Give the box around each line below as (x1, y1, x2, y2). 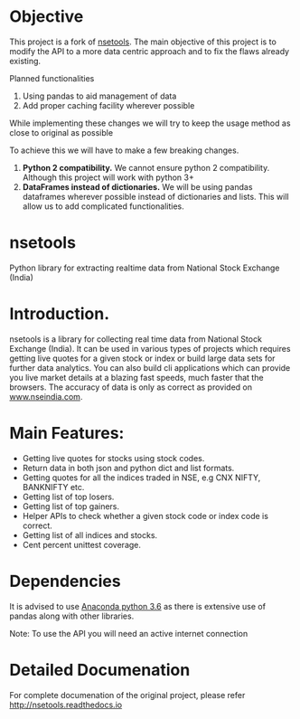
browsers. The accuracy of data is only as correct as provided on (9, 382, 253, 393)
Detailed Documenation (9, 659, 191, 680)
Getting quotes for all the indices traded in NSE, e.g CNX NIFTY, (22, 472, 261, 483)
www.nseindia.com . (9, 391, 83, 402)
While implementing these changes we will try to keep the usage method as (9, 118, 291, 128)
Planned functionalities (9, 72, 95, 83)
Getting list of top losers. (22, 491, 115, 502)
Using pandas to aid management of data (22, 90, 177, 101)
